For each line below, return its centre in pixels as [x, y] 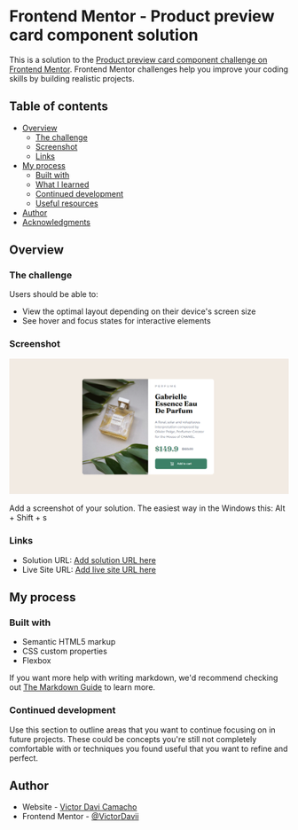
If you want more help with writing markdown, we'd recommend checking [144, 678]
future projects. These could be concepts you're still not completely [133, 739]
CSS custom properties [65, 651]
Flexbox [36, 661]
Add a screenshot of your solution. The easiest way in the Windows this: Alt [147, 508]
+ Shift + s [28, 518]
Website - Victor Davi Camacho [79, 807]
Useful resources [67, 203]
